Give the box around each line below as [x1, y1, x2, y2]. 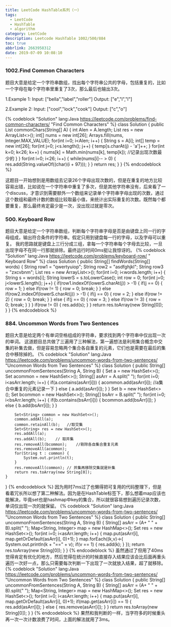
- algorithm [10, 27, 36, 32]
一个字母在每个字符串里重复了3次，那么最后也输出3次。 [5, 85, 123, 92]
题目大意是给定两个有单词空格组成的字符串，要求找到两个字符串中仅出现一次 [5, 332, 166, 338]
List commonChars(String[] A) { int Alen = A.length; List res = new [5, 126, 144, 133]
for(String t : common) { [14, 451, 70, 456]
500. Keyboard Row [5, 216, 55, 223]
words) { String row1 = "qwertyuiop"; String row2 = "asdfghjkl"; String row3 [5, 264, 164, 270]
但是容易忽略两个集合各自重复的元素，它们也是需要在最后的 [36, 345, 161, 351]
